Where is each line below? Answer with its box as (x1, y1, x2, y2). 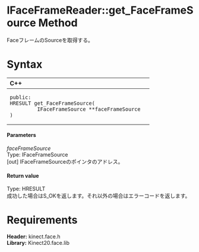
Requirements (7, 213, 78, 227)
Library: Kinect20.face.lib (7, 240, 70, 247)
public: (10, 94, 31, 101)
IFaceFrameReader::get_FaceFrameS (7, 4, 194, 17)
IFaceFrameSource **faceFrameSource (37, 106, 141, 113)
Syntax (7, 58, 43, 71)
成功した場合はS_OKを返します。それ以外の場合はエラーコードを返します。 (7, 192, 191, 199)
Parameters (7, 132, 36, 139)
